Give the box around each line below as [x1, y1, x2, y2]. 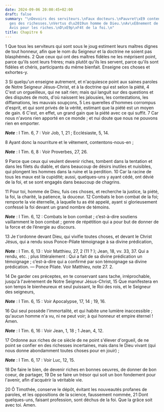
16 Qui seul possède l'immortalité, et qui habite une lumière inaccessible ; [5, 308, 153, 314]
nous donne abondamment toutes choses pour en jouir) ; [5, 348, 120, 353]
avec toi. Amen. [5, 402, 37, 408]
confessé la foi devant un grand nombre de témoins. [5, 204, 110, 210]
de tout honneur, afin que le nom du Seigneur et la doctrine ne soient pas [5, 48, 152, 54]
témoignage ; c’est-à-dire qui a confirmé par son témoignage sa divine [5, 259, 147, 264]
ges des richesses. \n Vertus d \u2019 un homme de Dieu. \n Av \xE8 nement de [9, 21, 159, 26]
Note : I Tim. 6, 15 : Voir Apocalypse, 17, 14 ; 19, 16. [5, 298, 106, 304]
